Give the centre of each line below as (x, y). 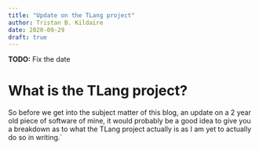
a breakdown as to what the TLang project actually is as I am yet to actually (130, 129)
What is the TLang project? (98, 91)
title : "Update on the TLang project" (71, 15)
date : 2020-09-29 (36, 30)
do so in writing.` (35, 137)
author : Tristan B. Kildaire (56, 23)
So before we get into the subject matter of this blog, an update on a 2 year (129, 112)
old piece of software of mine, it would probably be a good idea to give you (129, 121)
